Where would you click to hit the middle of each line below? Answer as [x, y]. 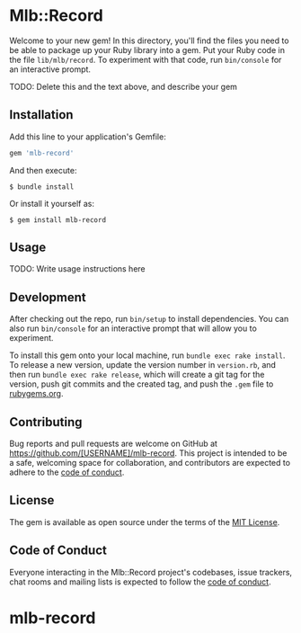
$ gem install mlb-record [58, 220]
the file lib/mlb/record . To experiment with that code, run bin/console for [146, 59]
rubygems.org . [36, 394]
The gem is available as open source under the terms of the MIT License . [145, 522]
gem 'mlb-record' [42, 153]
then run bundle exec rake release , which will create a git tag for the [137, 375]
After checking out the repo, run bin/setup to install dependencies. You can [149, 319]
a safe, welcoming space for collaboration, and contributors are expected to [150, 463]
